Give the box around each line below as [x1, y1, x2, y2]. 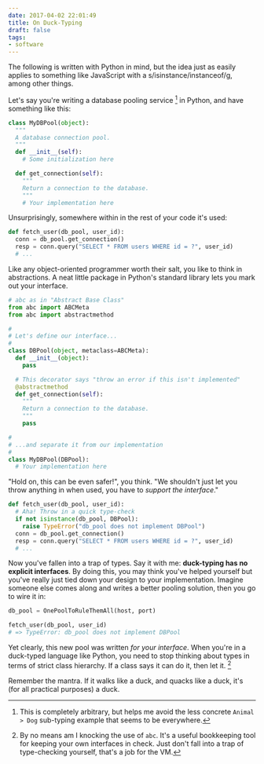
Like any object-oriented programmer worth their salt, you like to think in [8, 264, 243, 273]
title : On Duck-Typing [8, 19, 82, 27]
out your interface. [8, 280, 68, 291]
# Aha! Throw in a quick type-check [15, 508, 135, 516]
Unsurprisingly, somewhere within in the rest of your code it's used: [8, 213, 228, 222]
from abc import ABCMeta [8, 303, 90, 311]
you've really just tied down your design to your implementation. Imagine [8, 575, 244, 585]
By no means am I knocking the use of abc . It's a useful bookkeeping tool [19, 730, 256, 740]
